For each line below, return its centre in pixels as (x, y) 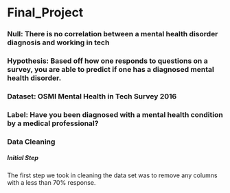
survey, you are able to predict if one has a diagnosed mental (111, 70)
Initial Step (23, 158)
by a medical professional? (53, 123)
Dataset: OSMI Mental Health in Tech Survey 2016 (92, 96)
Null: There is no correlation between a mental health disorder (113, 34)
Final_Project (45, 13)
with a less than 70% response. (51, 182)
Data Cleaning (31, 142)
